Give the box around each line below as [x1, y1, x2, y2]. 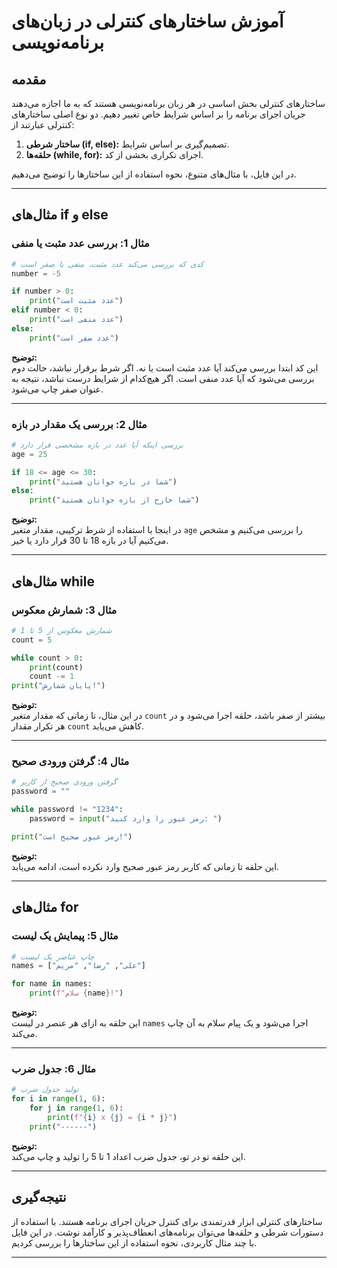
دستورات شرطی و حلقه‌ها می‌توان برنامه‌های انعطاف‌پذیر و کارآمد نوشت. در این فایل [11, 1226, 324, 1238]
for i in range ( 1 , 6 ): [11, 1094, 106, 1104]
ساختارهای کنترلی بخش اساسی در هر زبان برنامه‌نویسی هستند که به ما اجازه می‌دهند [11, 98, 326, 109]
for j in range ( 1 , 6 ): [29, 1103, 124, 1114]
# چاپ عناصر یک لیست [11, 951, 95, 962]
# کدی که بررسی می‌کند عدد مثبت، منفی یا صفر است [11, 259, 204, 269]
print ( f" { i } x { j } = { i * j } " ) [47, 1112, 178, 1122]
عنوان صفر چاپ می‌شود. [11, 383, 104, 395]
